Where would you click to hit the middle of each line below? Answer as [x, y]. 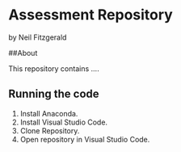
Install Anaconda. [49, 113]
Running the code [54, 94]
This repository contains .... [54, 68]
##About [23, 53]
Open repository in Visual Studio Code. [85, 139]
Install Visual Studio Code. [63, 122]
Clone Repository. [50, 130]
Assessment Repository [91, 15]
